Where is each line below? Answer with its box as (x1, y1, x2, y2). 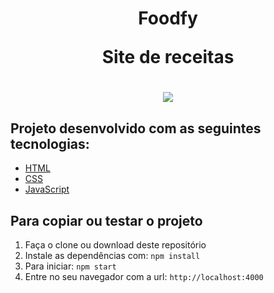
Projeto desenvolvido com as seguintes (10, 120, 262, 137)
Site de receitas (101, 46, 235, 69)
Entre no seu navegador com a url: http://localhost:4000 (24, 271, 264, 282)
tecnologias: (10, 135, 90, 152)
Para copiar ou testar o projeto (10, 212, 203, 229)
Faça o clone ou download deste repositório (24, 239, 207, 251)
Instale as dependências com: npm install (24, 250, 201, 261)
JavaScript (24, 183, 70, 196)
